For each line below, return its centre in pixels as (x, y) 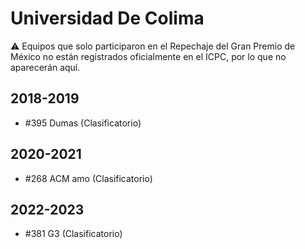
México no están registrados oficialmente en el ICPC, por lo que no (148, 56)
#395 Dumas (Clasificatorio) (83, 123)
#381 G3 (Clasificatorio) (73, 234)
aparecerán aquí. (45, 67)
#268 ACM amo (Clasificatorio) (88, 178)
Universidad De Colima (107, 18)
